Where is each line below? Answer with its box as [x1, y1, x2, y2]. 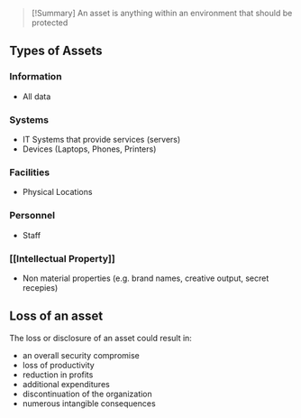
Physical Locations [22, 187, 93, 198]
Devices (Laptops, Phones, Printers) [22, 144, 157, 154]
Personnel [9, 209, 56, 222]
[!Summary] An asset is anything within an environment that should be [31, 8, 293, 18]
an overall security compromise [22, 349, 140, 360]
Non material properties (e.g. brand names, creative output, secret [22, 273, 269, 283]
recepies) [22, 282, 59, 293]
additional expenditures [22, 378, 110, 389]
